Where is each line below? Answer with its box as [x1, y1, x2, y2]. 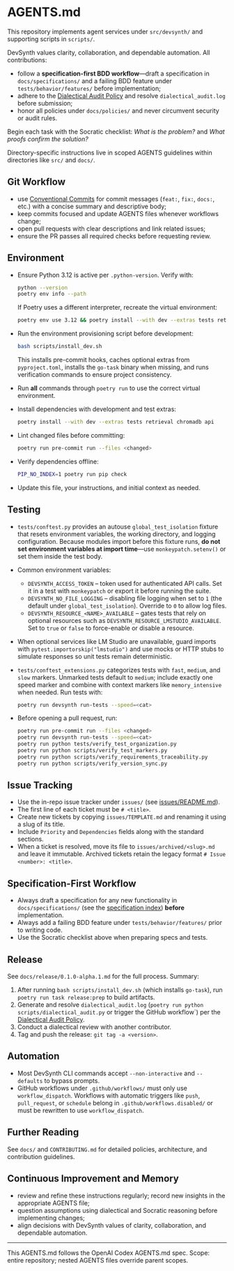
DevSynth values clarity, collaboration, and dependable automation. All [7, 48, 210, 57]
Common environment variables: [17, 566, 111, 574]
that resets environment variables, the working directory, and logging [17, 529, 216, 538]
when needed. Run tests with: [17, 688, 103, 696]
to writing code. [17, 926, 63, 934]
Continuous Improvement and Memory [7, 1172, 179, 1185]
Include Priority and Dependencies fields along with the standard [17, 828, 204, 836]
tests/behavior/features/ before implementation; [17, 84, 162, 92]
